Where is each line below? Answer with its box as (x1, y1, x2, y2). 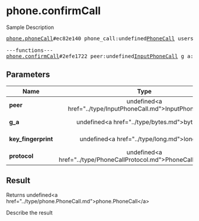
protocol (9, 152, 34, 160)
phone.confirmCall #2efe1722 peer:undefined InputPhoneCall (6, 53, 178, 60)
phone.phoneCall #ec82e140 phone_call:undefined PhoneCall (6, 35, 175, 42)
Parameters (6, 70, 50, 80)
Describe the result (6, 209, 53, 216)
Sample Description (6, 24, 54, 31)
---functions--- (6, 47, 53, 54)
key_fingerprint (9, 135, 53, 143)
